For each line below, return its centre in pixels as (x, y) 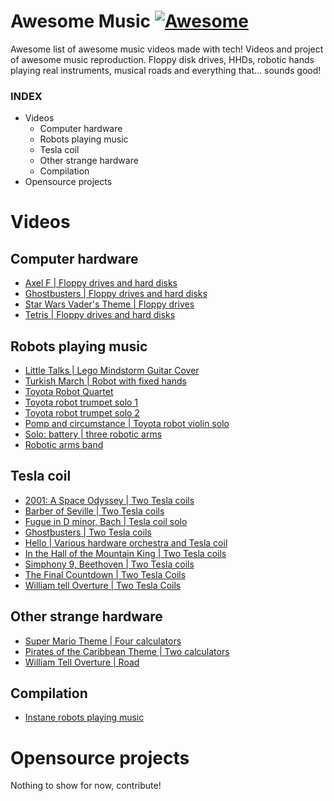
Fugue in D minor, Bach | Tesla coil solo (106, 521)
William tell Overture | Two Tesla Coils (103, 585)
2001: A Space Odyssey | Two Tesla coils (109, 500)
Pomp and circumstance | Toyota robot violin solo (127, 424)
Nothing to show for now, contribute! (86, 786)
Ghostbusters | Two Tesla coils (88, 532)
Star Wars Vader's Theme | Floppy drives (109, 304)
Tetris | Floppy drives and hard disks (100, 315)
